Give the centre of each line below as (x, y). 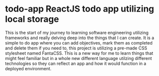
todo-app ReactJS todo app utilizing (80, 9)
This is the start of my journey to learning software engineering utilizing (77, 32)
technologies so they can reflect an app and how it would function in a (76, 63)
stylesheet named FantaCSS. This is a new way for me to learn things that (79, 53)
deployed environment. (28, 68)
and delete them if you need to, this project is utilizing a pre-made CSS (76, 48)
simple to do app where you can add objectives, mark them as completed (79, 43)
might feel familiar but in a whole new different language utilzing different (79, 58)
